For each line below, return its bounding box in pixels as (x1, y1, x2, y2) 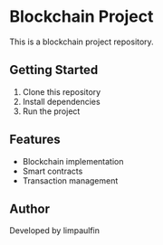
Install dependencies (22, 96, 101, 107)
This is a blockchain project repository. (9, 36, 154, 47)
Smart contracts (22, 165, 83, 176)
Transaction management (22, 174, 119, 186)
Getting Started (9, 62, 99, 78)
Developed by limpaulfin (9, 225, 101, 236)
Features (9, 132, 61, 147)
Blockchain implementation (22, 155, 124, 166)
